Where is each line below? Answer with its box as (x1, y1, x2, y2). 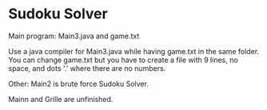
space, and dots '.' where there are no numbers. (8, 63, 166, 73)
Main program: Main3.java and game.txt (8, 31, 140, 41)
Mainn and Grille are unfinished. (8, 94, 114, 104)
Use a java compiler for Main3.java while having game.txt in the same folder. (8, 46, 260, 56)
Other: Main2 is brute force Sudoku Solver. (8, 79, 149, 88)
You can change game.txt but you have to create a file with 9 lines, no (8, 55, 238, 65)
